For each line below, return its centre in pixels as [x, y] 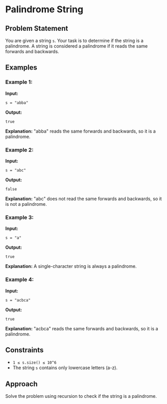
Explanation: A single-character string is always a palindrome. [71, 266]
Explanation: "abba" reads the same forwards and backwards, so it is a [80, 131]
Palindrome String [44, 9]
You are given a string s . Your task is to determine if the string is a [75, 40]
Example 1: [19, 82]
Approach [21, 384]
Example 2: [19, 150]
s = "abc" [16, 170]
